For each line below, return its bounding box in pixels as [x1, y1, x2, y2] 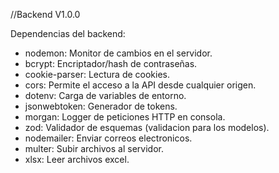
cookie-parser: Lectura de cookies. [24, 69, 171, 80]
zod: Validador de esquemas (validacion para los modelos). [24, 122, 270, 133]
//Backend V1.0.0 [10, 9, 81, 20]
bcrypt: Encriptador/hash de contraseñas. [24, 58, 198, 69]
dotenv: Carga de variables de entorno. [24, 90, 187, 101]
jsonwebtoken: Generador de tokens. [24, 100, 178, 112]
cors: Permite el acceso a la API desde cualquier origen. [24, 79, 257, 91]
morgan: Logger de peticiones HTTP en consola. [24, 111, 226, 123]
